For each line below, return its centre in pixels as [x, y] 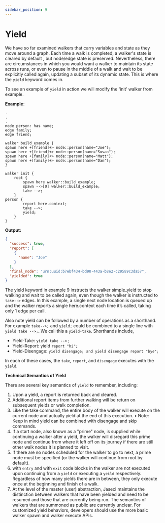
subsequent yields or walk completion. [51, 405]
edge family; [18, 130]
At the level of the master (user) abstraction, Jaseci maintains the [79, 489]
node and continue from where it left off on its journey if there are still [83, 442]
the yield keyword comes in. [34, 79]
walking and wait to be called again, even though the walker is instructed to [82, 295]
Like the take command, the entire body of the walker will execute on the [86, 410]
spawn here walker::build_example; [59, 182]
